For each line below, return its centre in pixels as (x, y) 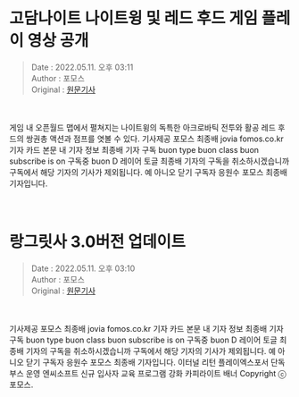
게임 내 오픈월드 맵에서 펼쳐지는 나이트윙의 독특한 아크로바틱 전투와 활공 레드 (143, 127)
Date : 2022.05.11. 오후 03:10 (83, 268)
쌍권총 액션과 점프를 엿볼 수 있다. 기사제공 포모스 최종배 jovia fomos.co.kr (154, 139)
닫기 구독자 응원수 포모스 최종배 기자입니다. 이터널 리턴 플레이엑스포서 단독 (155, 362)
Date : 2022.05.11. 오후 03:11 (82, 67)
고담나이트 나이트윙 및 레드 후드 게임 (134, 18)
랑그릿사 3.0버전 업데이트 (97, 242)
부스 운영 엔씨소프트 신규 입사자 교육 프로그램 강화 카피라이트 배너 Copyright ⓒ (148, 373)
